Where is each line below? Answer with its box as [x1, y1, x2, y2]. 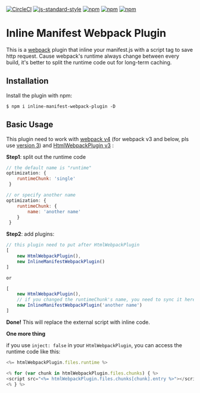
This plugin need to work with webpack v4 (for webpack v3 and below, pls [6, 135, 189, 142]
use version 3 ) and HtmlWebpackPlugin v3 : [6, 142, 114, 149]
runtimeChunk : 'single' [17, 176, 76, 182]
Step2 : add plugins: [6, 230, 55, 238]
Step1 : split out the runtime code [6, 153, 86, 160]
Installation [6, 76, 49, 86]
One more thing [6, 330, 46, 337]
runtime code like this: [6, 348, 61, 355]
